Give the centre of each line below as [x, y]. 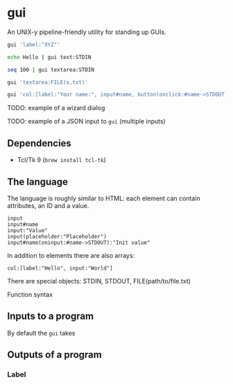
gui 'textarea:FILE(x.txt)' [48, 82]
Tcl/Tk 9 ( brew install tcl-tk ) [61, 160]
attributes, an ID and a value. [48, 205]
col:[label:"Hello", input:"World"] [60, 268]
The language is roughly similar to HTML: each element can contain [104, 198]
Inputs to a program [51, 316]
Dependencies [39, 143]
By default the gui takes [41, 333]
